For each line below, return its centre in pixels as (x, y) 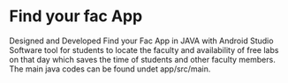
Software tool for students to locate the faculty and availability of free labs (144, 49)
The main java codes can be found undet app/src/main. (110, 69)
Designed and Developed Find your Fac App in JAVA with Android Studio (141, 41)
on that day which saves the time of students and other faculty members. (142, 59)
